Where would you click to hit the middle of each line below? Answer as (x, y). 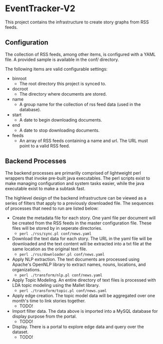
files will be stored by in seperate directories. (57, 228)
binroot (19, 78)
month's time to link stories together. (49, 301)
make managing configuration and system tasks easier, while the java (75, 183)
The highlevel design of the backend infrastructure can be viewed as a (76, 198)
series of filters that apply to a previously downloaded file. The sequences (80, 203)
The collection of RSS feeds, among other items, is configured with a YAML (80, 54)
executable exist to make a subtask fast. (45, 188)
